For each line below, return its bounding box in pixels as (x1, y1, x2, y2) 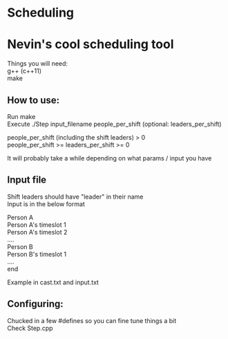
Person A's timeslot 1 (7, 220, 67, 229)
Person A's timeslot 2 (7, 228, 68, 236)
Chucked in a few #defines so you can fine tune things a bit (7, 316, 177, 324)
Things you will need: (7, 59, 68, 68)
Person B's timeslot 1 (7, 250, 67, 258)
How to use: (7, 94, 60, 106)
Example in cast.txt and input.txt (7, 278, 99, 286)
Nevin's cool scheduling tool (7, 37, 174, 53)
